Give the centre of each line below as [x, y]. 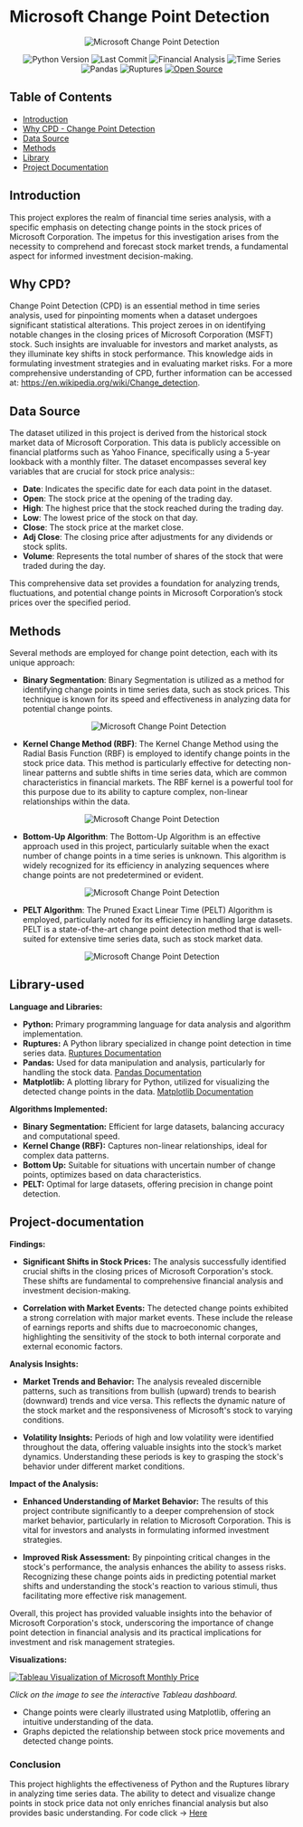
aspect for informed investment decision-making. [101, 256]
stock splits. [45, 547]
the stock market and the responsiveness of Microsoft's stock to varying [157, 1410]
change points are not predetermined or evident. [113, 875]
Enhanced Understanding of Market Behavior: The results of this [145, 1501]
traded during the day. [64, 566]
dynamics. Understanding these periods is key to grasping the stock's [153, 1456]
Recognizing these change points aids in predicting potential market [149, 1576]
